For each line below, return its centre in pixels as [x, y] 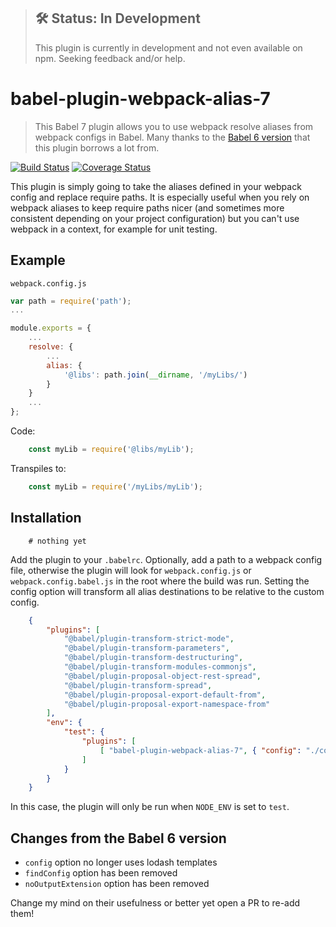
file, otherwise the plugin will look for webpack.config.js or [131, 570]
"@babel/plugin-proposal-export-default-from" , [165, 695]
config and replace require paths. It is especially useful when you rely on [160, 197]
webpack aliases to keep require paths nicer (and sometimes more [147, 207]
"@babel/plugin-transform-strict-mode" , [149, 639]
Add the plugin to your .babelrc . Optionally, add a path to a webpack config [166, 559]
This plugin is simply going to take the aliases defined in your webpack [156, 186]
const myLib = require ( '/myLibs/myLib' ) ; [115, 486]
